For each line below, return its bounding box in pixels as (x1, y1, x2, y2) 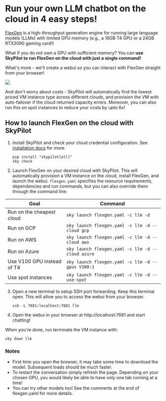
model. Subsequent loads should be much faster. (12, 364, 113, 370)
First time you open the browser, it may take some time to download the (12, 359, 159, 365)
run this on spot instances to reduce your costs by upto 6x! (5, 104, 125, 110)
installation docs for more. (12, 145, 66, 151)
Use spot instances (7, 274, 52, 281)
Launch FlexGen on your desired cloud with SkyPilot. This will (12, 167, 138, 173)
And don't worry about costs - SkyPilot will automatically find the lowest (5, 88, 152, 94)
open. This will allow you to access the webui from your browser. (12, 293, 145, 299)
